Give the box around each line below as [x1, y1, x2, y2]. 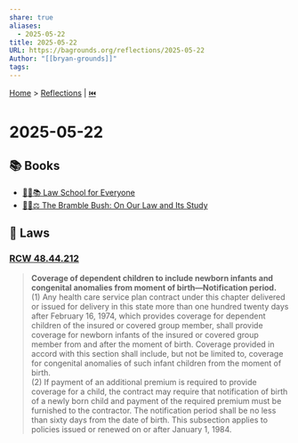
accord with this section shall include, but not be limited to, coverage [30, 348, 284, 358]
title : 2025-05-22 [9, 37, 77, 47]
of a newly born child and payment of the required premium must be [30, 395, 282, 406]
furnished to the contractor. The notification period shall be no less [30, 405, 277, 415]
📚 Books [9, 158, 60, 173]
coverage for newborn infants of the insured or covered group [30, 329, 260, 340]
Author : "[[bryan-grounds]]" [9, 54, 117, 63]
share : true [9, 12, 53, 22]
